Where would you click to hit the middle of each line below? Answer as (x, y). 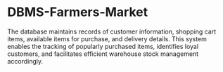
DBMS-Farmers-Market (78, 12)
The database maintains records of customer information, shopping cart (112, 31)
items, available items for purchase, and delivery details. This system (107, 38)
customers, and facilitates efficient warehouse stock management (103, 54)
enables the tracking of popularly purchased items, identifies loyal (103, 46)
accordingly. (25, 61)
